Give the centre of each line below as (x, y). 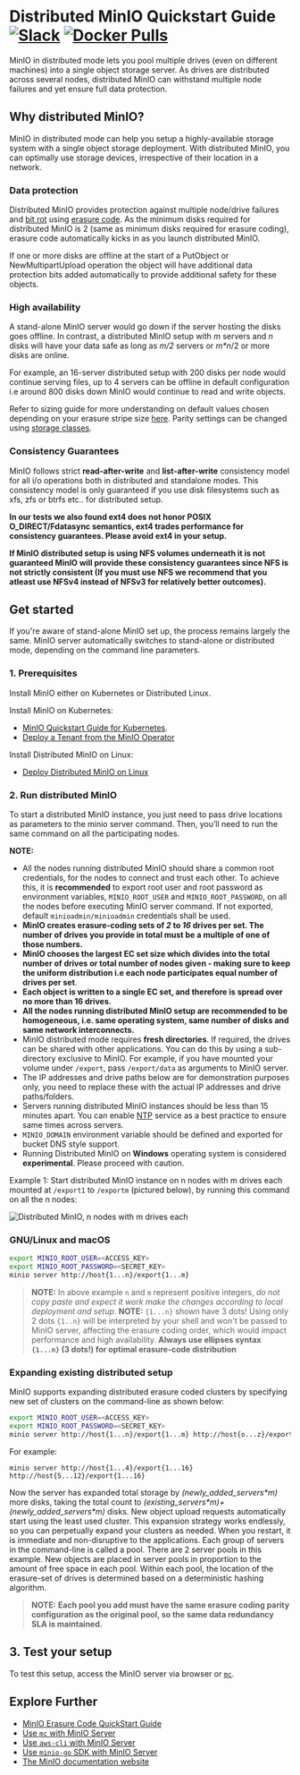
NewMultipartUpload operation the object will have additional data (131, 265)
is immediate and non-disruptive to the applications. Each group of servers (147, 1540)
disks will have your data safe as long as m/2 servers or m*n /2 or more (140, 346)
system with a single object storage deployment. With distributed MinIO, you (150, 148)
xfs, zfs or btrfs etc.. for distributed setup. (86, 499)
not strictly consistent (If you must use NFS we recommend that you (138, 572)
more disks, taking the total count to (75, 1502)
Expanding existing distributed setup (91, 1372)
